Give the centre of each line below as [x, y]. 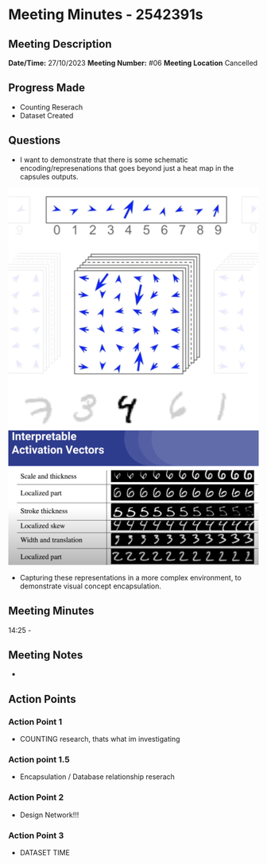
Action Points [43, 699]
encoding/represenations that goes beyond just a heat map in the [127, 168]
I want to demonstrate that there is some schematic [104, 160]
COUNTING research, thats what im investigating [100, 739]
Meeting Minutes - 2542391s [106, 15]
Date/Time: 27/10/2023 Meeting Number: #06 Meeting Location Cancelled [133, 63]
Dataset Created [46, 115]
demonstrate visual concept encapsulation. [90, 586]
